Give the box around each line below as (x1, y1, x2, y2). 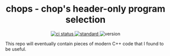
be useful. (5, 46, 26, 52)
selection (65, 14, 106, 25)
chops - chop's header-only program (6, 3, 165, 15)
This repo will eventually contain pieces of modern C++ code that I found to (5, 40, 164, 46)
